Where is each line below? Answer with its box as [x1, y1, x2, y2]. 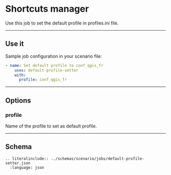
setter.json [5, 160, 31, 166]
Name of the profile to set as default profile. [5, 123, 97, 129]
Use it [5, 39, 24, 48]
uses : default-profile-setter [14, 67, 79, 73]
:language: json [10, 165, 44, 170]
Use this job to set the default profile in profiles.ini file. [5, 20, 119, 26]
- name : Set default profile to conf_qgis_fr [5, 63, 103, 68]
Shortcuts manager [5, 3, 89, 15]
